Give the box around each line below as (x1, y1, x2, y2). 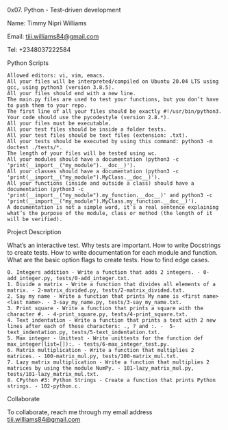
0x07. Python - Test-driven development (7, 6, 121, 14)
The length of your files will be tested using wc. (7, 150, 157, 157)
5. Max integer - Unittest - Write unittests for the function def (7, 335, 204, 342)
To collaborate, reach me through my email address (7, 408, 153, 416)
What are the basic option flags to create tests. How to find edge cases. (7, 256, 210, 264)
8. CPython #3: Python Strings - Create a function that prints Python (7, 377, 216, 383)
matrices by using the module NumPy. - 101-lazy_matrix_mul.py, (7, 365, 194, 372)
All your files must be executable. (7, 120, 112, 127)
